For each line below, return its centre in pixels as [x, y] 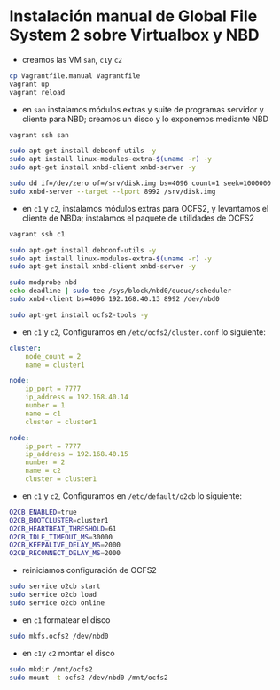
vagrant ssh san [39, 135]
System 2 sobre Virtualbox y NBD [134, 35]
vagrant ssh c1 [37, 234]
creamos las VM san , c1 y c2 [72, 59]
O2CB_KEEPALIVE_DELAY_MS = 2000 [65, 545]
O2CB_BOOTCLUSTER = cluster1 [59, 520]
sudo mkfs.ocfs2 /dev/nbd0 [59, 636]
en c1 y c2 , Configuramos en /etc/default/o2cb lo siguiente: [132, 496]
